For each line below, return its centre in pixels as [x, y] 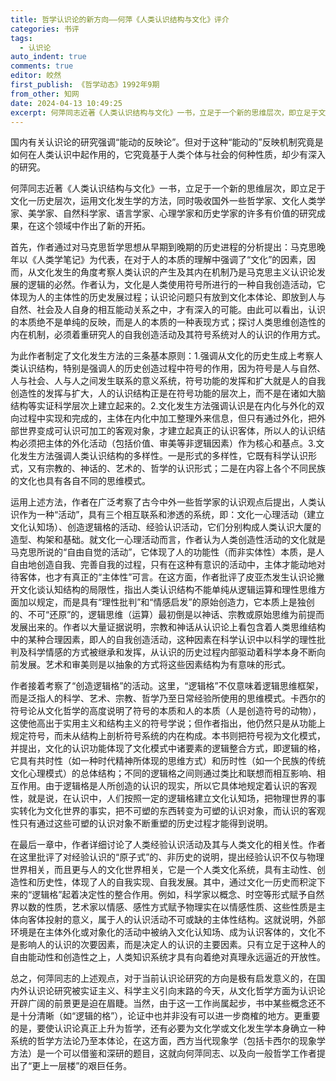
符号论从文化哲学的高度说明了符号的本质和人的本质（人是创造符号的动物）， [166, 711]
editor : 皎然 [36, 76]
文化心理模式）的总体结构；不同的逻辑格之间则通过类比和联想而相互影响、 [163, 773]
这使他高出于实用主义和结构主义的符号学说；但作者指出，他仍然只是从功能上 [168, 723]
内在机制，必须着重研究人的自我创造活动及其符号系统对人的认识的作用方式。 [168, 335]
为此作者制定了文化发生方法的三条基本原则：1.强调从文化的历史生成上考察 [162, 356]
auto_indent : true [48, 57]
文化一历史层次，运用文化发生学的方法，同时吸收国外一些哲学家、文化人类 [163, 201]
